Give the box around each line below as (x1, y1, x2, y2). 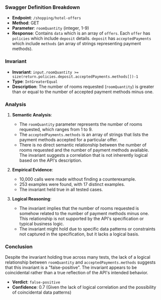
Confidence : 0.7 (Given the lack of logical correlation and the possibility (12, 284, 156, 290)
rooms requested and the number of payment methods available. (19, 147, 149, 153)
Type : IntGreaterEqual (12, 78, 58, 84)
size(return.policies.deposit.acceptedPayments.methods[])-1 (12, 74, 139, 79)
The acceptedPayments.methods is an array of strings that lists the (19, 132, 149, 137)
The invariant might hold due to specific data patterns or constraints (19, 226, 156, 232)
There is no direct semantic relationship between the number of (19, 142, 147, 148)
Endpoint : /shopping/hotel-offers (12, 15, 81, 21)
